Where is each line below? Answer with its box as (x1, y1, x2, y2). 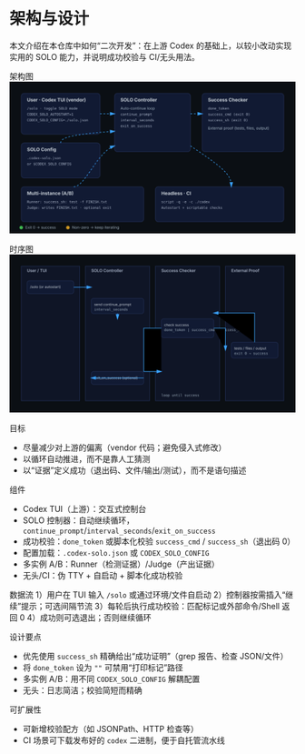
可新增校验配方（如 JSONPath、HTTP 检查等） (22, 723, 199, 734)
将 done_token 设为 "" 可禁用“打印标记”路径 (22, 661, 183, 673)
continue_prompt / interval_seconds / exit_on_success (22, 525, 216, 536)
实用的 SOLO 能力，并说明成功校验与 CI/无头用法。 (9, 51, 200, 62)
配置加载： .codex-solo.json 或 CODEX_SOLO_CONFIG (22, 547, 210, 558)
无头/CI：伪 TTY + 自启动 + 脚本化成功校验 (22, 569, 183, 580)
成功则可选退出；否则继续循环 (39, 611, 152, 623)
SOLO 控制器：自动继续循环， (22, 515, 134, 526)
